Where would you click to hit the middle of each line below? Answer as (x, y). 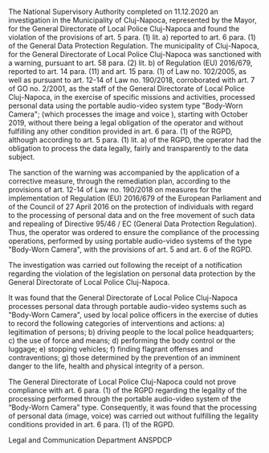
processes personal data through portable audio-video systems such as (128, 306)
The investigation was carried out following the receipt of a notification (125, 265)
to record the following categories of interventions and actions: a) (117, 323)
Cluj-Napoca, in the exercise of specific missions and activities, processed (132, 97)
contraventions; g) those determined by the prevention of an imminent (124, 358)
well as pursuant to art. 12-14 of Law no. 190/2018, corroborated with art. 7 (132, 80)
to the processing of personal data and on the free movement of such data (132, 215)
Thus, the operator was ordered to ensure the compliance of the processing (134, 232)
